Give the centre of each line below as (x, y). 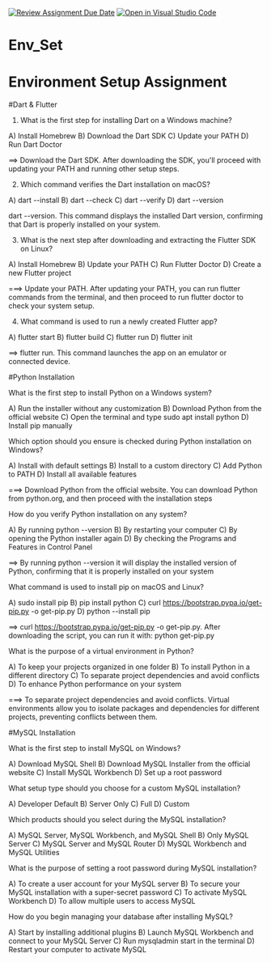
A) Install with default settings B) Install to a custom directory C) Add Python (135, 466)
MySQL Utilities (34, 853)
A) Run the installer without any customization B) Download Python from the (135, 409)
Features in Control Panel (51, 547)
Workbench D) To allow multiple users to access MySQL (102, 901)
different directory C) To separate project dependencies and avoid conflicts (134, 676)
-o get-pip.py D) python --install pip (91, 612)
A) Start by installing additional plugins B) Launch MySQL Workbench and (131, 932)
